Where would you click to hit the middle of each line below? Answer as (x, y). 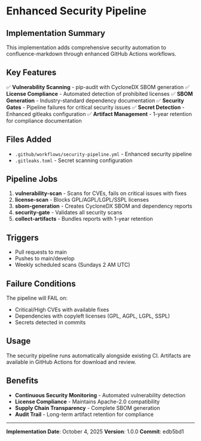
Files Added (29, 140)
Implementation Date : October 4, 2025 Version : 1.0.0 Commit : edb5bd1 (95, 431)
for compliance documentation (44, 120)
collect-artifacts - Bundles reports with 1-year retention (84, 219)
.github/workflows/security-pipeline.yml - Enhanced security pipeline (103, 154)
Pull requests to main (41, 252)
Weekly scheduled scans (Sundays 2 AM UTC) (72, 265)
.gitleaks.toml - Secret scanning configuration (74, 160)
